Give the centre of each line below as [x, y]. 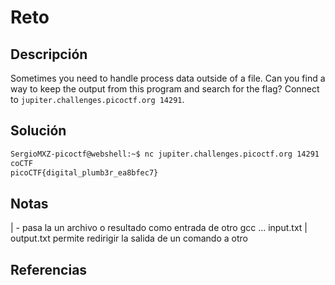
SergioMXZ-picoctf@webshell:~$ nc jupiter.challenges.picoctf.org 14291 [165, 154]
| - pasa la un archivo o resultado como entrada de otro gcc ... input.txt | [159, 228]
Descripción [49, 54]
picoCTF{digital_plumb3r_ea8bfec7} [84, 172]
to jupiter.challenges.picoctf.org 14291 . [97, 99]
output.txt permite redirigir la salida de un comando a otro [129, 238]
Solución [38, 131]
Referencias [49, 269]
